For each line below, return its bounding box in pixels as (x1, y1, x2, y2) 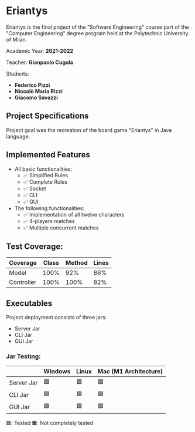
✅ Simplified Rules (23, 171, 69, 178)
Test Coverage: (6, 241, 63, 251)
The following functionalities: (14, 204, 85, 212)
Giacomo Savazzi (14, 94, 58, 101)
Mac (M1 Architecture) (97, 367, 163, 376)
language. (6, 133, 30, 140)
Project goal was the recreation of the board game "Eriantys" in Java (6, 126, 172, 133)
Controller (9, 278, 37, 286)
